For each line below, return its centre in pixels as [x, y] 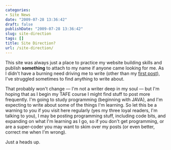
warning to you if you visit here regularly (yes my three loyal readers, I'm [81, 110]
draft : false [19, 24]
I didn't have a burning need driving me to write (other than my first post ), [83, 73]
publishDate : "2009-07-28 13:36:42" [44, 29]
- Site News [18, 15]
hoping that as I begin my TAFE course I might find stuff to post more [78, 94]
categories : [18, 10]
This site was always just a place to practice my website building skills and [84, 62]
